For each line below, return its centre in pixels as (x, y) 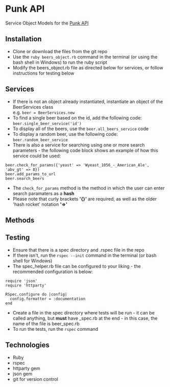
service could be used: (37, 156)
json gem (22, 374)
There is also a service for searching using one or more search (79, 145)
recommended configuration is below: (53, 272)
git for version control (35, 379)
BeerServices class (33, 107)
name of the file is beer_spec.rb (46, 323)
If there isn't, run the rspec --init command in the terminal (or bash (84, 255)
